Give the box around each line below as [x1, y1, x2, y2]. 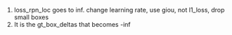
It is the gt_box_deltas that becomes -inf [13, 21, 131, 28]
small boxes [13, 13, 49, 21]
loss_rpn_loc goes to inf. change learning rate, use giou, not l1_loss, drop [13, 6, 225, 14]
